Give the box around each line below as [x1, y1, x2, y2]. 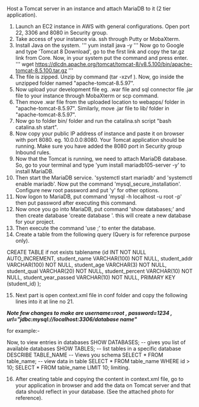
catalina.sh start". [15, 124, 59, 131]
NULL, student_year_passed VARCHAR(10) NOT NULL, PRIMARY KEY [7, 274, 176, 281]
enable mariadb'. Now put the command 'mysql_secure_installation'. [15, 180, 181, 187]
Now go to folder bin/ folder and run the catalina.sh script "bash [15, 117, 172, 124]
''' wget [15, 61, 34, 68]
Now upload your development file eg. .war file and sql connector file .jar [15, 86, 194, 93]
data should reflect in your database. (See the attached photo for [15, 388, 174, 395]
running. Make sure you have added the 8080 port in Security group [15, 142, 182, 150]
